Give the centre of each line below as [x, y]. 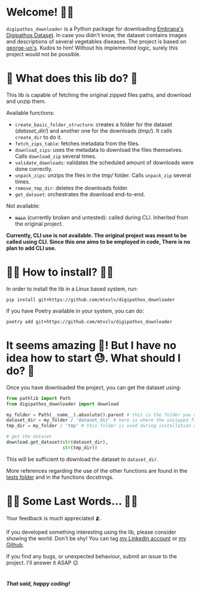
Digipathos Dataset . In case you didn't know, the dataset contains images [97, 35]
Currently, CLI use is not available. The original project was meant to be [97, 235]
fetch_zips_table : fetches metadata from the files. [77, 143]
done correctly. [33, 169]
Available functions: [31, 112]
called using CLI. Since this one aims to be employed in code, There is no [98, 242]
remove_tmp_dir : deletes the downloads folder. [72, 188]
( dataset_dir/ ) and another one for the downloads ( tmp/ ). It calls [93, 130]
